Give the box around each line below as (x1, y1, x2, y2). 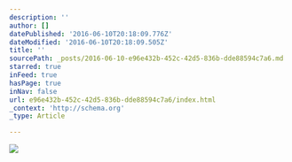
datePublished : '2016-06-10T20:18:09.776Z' (9, 29, 173, 38)
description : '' (9, 12, 69, 22)
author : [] (9, 21, 50, 30)
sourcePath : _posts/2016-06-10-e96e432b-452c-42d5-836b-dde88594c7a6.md (9, 54, 284, 63)
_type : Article (9, 112, 66, 120)
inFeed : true (9, 71, 58, 80)
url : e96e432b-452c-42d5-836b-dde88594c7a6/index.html (9, 95, 217, 104)
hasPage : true (9, 79, 62, 88)
